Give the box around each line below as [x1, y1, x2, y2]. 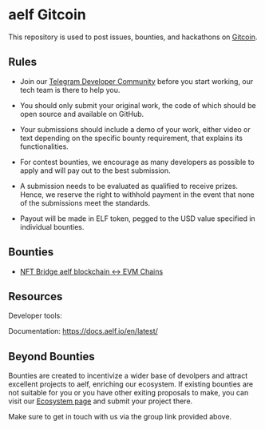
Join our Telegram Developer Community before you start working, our [19, 76, 254, 86]
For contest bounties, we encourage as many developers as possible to [19, 157, 255, 166]
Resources [8, 290, 63, 303]
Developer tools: [8, 311, 62, 321]
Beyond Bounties [8, 350, 96, 363]
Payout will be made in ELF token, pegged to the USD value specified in [19, 214, 255, 223]
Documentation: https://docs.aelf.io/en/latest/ [8, 327, 158, 336]
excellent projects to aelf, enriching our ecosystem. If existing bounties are [8, 379, 254, 389]
